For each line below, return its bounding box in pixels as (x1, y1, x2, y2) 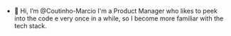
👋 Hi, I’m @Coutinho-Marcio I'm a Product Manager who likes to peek (14, 7, 218, 15)
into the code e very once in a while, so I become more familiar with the (14, 14, 224, 23)
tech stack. (14, 22, 48, 30)
